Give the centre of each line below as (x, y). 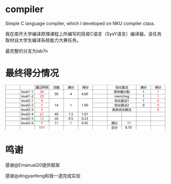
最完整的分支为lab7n (27, 51)
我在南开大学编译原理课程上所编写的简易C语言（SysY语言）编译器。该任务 (83, 33)
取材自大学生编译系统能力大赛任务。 (43, 40)
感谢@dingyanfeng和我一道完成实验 (43, 175)
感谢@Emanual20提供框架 (33, 165)
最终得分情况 (32, 73)
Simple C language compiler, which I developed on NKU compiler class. (80, 23)
